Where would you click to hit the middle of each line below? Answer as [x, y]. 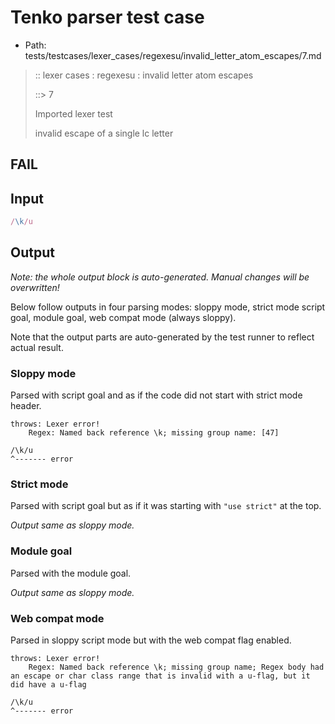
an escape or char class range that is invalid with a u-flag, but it [160, 676]
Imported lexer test [73, 113]
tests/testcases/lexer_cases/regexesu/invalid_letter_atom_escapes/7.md [173, 55]
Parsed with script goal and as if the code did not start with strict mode [156, 395]
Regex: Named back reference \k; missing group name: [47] [154, 433]
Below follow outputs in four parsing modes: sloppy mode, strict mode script [168, 307]
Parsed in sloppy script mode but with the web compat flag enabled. [151, 640]
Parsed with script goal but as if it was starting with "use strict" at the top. [166, 506]
